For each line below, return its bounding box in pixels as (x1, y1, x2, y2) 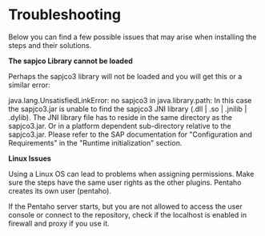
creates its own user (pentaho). (8, 186, 112, 195)
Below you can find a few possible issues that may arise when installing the (8, 32, 257, 42)
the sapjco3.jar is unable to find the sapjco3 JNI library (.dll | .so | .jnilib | (8, 104, 247, 114)
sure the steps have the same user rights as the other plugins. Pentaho (8, 178, 242, 187)
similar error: (8, 80, 50, 90)
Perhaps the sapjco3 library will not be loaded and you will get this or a (8, 71, 243, 81)
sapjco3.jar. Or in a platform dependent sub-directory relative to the (8, 121, 231, 130)
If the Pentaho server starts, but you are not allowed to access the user (8, 202, 243, 211)
